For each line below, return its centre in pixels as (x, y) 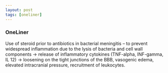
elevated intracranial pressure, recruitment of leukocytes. (65, 65)
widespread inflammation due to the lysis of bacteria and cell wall (74, 49)
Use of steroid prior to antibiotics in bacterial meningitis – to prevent (76, 43)
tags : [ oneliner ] (24, 15)
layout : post (19, 10)
